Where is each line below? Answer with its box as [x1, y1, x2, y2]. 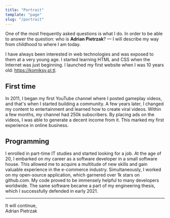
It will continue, [5, 203, 37, 208]
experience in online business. [5, 122, 69, 128]
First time [5, 82, 36, 91]
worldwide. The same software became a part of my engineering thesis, [5, 183, 156, 189]
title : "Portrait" [5, 7, 44, 13]
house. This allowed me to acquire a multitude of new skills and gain [5, 161, 148, 167]
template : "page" [5, 12, 42, 17]
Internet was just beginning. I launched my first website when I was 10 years [5, 62, 164, 68]
